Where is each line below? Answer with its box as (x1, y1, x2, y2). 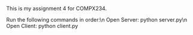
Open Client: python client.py (6, 23, 79, 29)
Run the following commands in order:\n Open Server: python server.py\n (6, 16, 188, 23)
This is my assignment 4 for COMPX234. (6, 5, 107, 12)
